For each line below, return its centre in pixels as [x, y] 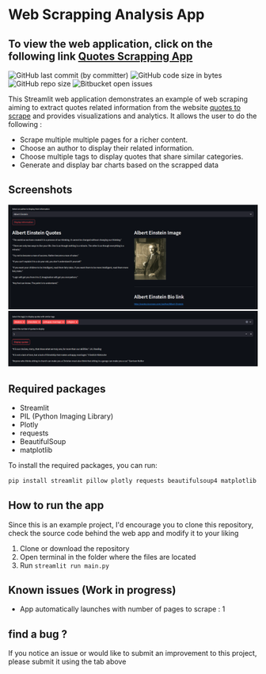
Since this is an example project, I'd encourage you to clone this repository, [131, 524]
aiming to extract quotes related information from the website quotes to [125, 107]
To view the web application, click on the [111, 44]
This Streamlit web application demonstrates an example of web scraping [128, 99]
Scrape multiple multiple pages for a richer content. [104, 140]
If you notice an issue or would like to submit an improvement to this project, [133, 653]
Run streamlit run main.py [64, 565]
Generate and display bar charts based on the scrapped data [119, 165]
